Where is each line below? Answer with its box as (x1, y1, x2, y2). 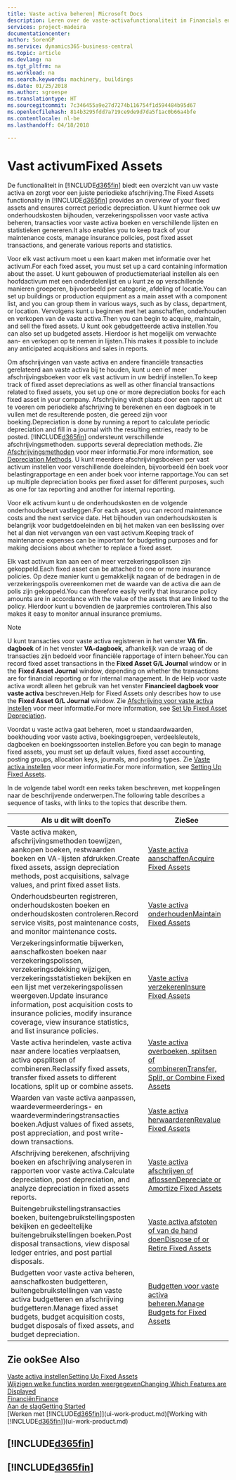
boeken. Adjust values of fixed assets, (11, 1120, 135, 1130)
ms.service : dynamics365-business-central (7, 43, 133, 50)
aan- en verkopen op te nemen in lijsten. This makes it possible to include (7, 337, 218, 346)
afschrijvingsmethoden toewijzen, (11, 836, 122, 846)
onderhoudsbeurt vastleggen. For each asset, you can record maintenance (7, 506, 223, 514)
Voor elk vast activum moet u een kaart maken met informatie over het (7, 255, 211, 263)
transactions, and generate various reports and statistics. (7, 241, 173, 250)
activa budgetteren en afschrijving (11, 1294, 124, 1304)
